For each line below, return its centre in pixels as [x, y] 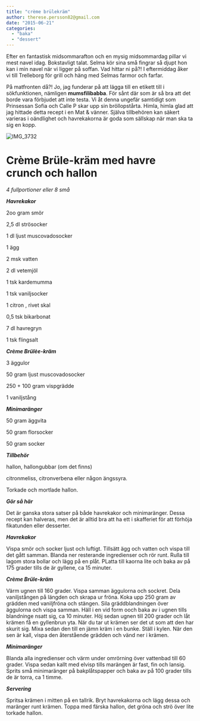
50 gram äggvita [26, 420]
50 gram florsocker [30, 432]
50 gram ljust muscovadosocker [46, 374]
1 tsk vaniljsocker [27, 293]
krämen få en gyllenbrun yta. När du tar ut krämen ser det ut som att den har [100, 622]
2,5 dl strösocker [27, 224]
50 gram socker [26, 443]
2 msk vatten [22, 259]
